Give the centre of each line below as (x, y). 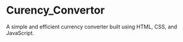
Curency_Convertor (56, 10)
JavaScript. (20, 33)
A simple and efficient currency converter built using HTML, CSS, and (92, 27)
